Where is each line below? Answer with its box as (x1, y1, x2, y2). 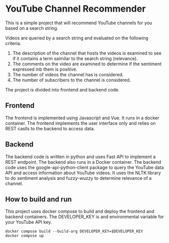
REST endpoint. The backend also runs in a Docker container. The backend (5, 159, 161, 165)
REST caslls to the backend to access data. (5, 125, 95, 131)
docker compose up (5, 233, 44, 238)
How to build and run (5, 195, 72, 204)
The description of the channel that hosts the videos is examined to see (12, 50, 161, 56)
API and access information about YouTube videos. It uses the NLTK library (5, 170, 161, 176)
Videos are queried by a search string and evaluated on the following (5, 35, 149, 41)
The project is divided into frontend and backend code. (5, 86, 120, 92)
